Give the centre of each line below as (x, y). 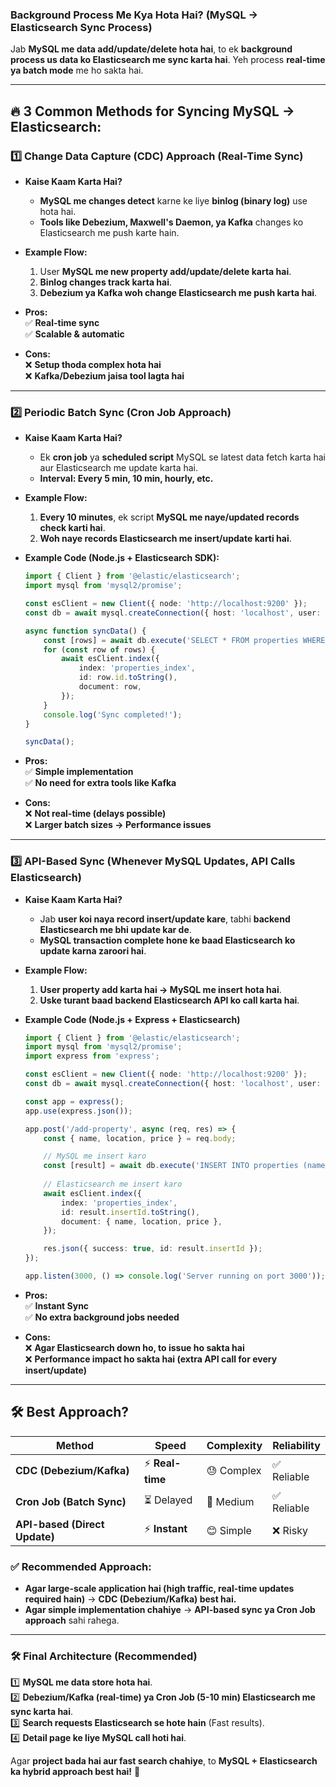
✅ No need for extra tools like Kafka (100, 783)
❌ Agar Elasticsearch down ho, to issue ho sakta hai (134, 1347)
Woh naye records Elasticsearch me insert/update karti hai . (165, 539)
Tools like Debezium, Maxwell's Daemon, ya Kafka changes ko (171, 222)
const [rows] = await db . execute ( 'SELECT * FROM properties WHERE (184, 640)
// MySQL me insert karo (95, 1156)
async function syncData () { (85, 631)
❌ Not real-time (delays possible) (95, 814)
